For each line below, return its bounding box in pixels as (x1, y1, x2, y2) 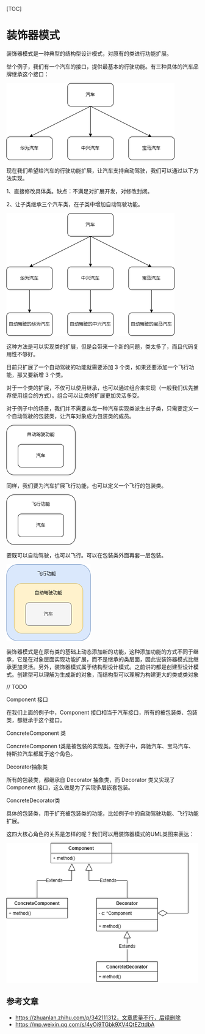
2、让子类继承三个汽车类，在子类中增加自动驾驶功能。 (6, 200, 143, 207)
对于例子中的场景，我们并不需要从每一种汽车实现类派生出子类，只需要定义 (6, 404, 193, 412)
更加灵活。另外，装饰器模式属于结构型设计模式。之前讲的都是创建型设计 (11, 663, 193, 671)
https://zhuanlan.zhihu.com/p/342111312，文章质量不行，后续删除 (15, 1014, 181, 1021)
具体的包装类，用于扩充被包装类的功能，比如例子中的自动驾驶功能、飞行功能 (6, 809, 199, 817)
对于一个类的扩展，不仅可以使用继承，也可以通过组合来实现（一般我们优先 (6, 384, 193, 391)
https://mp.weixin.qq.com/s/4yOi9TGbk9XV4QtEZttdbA (15, 1021, 155, 1028)
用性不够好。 (6, 350, 38, 357)
